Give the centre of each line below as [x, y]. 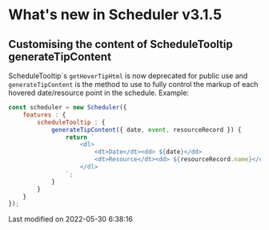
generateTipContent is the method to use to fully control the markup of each [133, 84]
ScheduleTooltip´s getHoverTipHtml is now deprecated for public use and [128, 76]
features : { [44, 115]
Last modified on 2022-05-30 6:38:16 [71, 219]
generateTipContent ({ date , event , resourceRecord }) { [146, 129]
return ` [80, 137]
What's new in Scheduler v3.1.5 [115, 15]
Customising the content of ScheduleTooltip [121, 44]
